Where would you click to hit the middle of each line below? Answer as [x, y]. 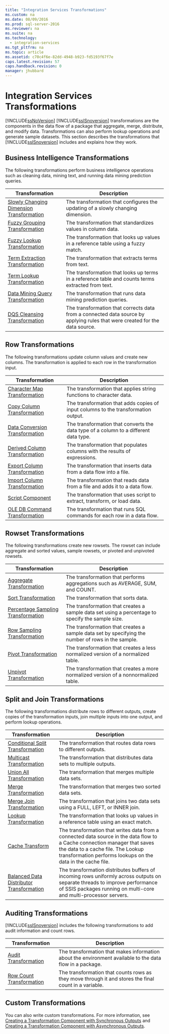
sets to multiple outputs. [87, 764]
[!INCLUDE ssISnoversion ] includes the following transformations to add [79, 925]
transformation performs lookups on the [106, 855]
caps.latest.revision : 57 [32, 62]
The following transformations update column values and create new [76, 357]
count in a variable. [81, 985]
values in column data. [93, 229]
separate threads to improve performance [108, 883]
